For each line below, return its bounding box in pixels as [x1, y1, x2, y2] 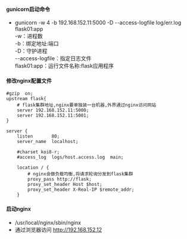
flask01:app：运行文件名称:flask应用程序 [14, 63, 114, 70]
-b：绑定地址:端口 [14, 40, 59, 47]
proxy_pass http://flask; [27, 176, 92, 182]
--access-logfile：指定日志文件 [14, 55, 92, 62]
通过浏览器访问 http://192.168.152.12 [14, 226, 102, 233]
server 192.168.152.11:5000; [17, 107, 89, 113]
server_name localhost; [17, 139, 79, 145]
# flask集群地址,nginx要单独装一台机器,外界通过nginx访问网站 [17, 102, 157, 108]
